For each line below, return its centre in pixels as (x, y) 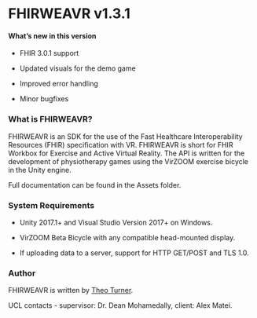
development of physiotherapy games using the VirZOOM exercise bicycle (128, 161)
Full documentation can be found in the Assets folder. (95, 185)
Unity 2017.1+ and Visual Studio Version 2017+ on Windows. (116, 222)
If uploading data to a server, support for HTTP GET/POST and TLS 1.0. (134, 253)
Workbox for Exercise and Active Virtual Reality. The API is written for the (127, 153)
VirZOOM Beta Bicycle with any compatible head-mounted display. (127, 237)
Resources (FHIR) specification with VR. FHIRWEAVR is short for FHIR (121, 144)
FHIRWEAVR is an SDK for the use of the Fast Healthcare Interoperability (125, 136)
